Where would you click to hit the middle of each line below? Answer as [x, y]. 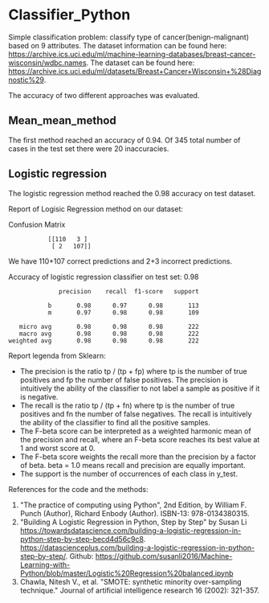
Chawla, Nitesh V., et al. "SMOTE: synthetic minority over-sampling [131, 581]
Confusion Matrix [37, 224]
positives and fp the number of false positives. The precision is [124, 379]
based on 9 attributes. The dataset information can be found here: [118, 45]
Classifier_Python [69, 15]
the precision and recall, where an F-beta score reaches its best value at [140, 439]
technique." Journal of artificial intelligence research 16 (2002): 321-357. [139, 590]
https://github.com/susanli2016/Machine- [164, 556]
